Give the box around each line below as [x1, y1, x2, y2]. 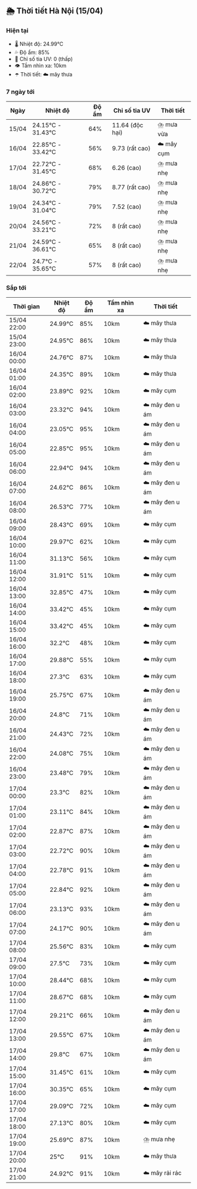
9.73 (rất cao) [112, 144, 151, 153]
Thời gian [12, 302, 40, 311]
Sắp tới [6, 284, 26, 292]
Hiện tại [6, 26, 29, 35]
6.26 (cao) [112, 164, 142, 172]
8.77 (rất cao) [112, 183, 151, 191]
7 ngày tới [6, 87, 35, 96]
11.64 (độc [112, 121, 144, 129]
